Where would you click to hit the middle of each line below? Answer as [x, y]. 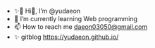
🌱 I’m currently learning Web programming [76, 19]
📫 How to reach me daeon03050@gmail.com [81, 27]
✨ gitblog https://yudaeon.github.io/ [66, 37]
